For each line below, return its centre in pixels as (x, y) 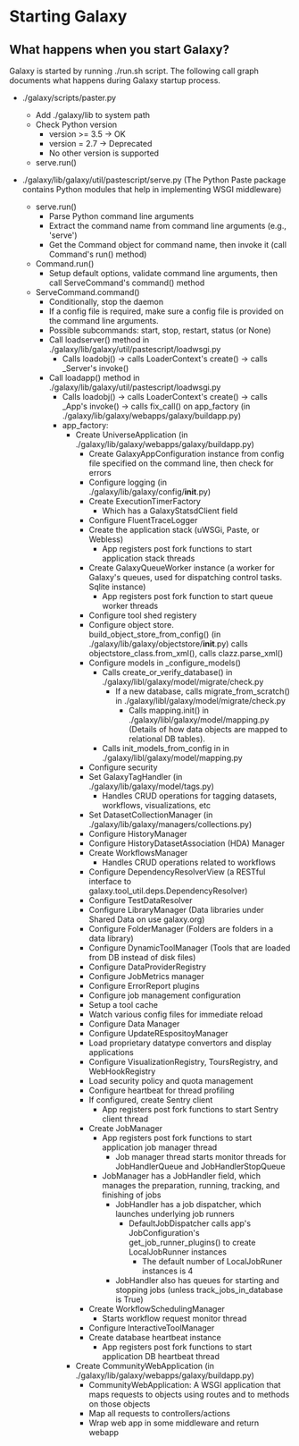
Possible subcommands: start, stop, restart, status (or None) (160, 330)
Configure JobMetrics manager (146, 976)
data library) (111, 938)
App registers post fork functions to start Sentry (190, 1109)
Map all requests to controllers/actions (159, 1413)
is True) (129, 1299)
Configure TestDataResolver (141, 900)
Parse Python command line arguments (121, 216)
